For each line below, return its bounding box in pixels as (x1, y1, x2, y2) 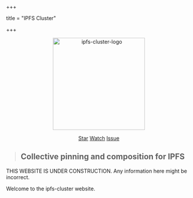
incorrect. (6, 173, 30, 180)
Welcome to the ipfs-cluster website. (6, 185, 96, 192)
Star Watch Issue (78, 135, 119, 141)
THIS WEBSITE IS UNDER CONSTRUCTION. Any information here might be (6, 167, 187, 174)
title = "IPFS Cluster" (6, 15, 56, 21)
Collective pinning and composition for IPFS (20, 151, 185, 162)
